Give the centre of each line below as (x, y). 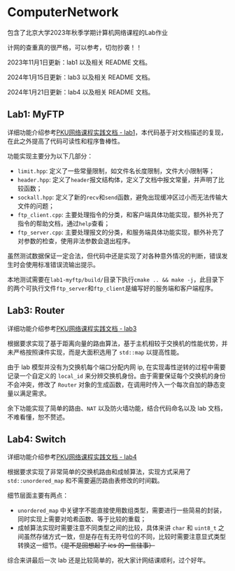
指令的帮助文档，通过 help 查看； (64, 223)
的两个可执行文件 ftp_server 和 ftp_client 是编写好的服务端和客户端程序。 (112, 288)
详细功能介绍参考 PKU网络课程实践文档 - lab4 (72, 457)
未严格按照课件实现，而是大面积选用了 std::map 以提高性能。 (95, 352)
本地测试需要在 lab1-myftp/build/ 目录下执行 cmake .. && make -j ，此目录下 (116, 279)
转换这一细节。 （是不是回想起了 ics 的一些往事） (86, 545)
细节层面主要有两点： (38, 495)
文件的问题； (36, 206)
